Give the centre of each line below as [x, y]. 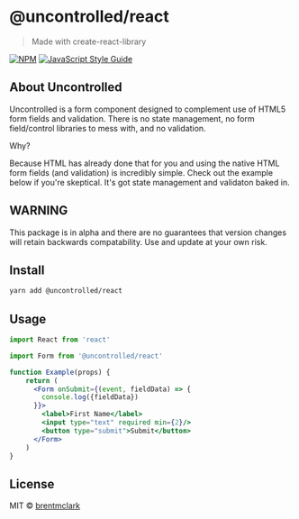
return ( [42, 380]
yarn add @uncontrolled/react [66, 291]
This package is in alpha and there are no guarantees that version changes [148, 232]
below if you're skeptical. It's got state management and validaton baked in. [149, 182]
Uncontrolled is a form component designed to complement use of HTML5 [148, 109]
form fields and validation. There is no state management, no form [132, 118]
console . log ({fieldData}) [91, 397]
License [32, 484]
